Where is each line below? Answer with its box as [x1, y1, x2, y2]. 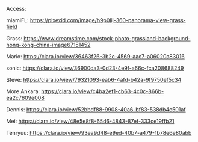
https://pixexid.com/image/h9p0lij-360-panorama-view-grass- [29, 17, 186, 23]
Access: [6, 5, 26, 12]
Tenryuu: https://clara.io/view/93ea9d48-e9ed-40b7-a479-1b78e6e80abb [6, 129, 192, 136]
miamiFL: [6, 17, 29, 23]
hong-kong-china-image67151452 [6, 42, 91, 48]
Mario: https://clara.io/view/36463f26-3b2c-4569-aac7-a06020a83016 [6, 53, 185, 60]
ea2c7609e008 [6, 94, 45, 101]
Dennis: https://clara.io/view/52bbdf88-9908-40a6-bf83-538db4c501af [6, 106, 186, 113]
